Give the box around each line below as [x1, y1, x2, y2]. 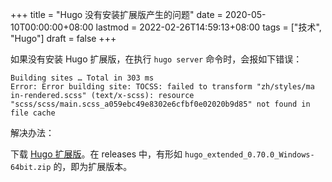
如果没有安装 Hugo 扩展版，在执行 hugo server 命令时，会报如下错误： [10, 53, 303, 65]
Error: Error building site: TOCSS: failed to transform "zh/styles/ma [10, 82, 315, 92]
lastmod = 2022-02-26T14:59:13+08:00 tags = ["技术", [95, 21, 322, 33]
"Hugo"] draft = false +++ [10, 33, 117, 44]
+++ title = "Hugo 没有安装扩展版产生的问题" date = [10, 9, 223, 20]
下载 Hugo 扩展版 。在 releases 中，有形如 [10, 148, 183, 160]
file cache [10, 108, 56, 118]
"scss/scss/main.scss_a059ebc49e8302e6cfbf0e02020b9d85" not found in [10, 99, 311, 109]
